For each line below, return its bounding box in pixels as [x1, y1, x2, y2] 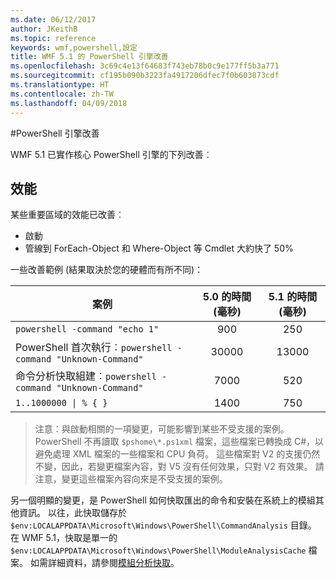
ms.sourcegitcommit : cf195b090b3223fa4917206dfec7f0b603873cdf [10, 71, 280, 81]
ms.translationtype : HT [10, 80, 110, 90]
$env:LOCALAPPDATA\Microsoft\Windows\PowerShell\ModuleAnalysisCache [10, 546, 307, 556]
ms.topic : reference [10, 33, 97, 43]
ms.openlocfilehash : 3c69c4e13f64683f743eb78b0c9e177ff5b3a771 [10, 61, 280, 71]
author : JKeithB [10, 24, 78, 34]
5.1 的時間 [268, 290, 318, 304]
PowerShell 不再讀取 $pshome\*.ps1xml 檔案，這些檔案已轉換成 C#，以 [34, 436, 325, 448]
